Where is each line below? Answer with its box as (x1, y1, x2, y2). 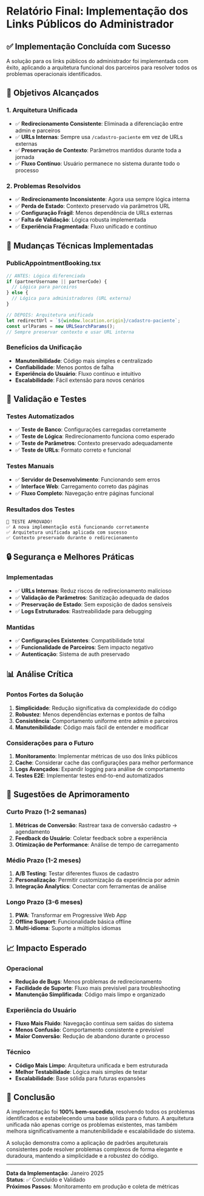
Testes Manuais (6, 462, 55, 471)
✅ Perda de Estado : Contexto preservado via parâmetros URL (15, 202, 171, 209)
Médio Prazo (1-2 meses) (6, 856, 81, 865)
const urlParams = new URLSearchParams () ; (6, 323, 115, 329)
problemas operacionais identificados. (6, 70, 102, 77)
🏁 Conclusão (6, 1092, 56, 1103)
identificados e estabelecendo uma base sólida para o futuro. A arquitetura (6, 1115, 194, 1122)
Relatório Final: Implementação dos (6, 4, 188, 18)
